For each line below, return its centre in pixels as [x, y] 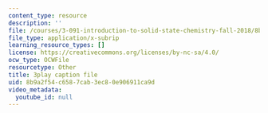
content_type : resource [48, 16]
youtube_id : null [44, 97]
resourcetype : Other [43, 68]
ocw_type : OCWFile [39, 60]
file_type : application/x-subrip [64, 38]
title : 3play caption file [53, 75]
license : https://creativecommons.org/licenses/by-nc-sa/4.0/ [114, 53]
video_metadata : [35, 90]
